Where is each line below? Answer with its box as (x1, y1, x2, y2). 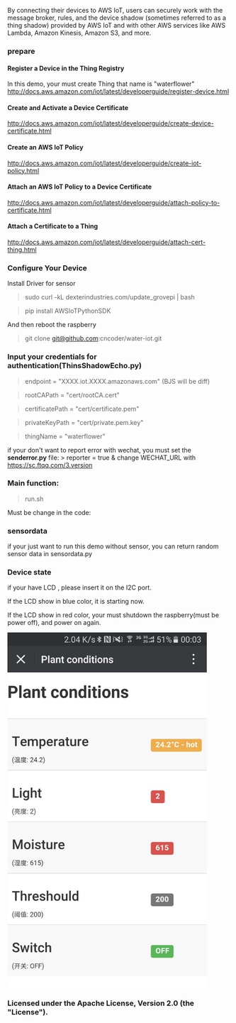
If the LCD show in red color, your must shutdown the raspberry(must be (7, 611, 220, 619)
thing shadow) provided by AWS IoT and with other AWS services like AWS (7, 21, 225, 29)
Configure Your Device (7, 262, 87, 272)
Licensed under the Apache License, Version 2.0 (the (7, 998, 195, 1008)
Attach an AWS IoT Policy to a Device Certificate (7, 182, 152, 191)
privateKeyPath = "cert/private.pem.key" (24, 418, 144, 426)
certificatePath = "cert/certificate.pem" (24, 404, 140, 413)
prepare (7, 46, 35, 56)
